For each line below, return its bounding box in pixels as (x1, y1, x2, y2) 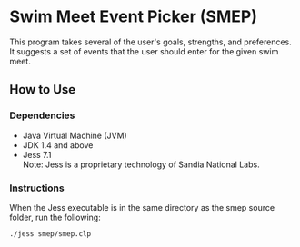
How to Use (9, 82, 76, 97)
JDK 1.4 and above (22, 139, 94, 151)
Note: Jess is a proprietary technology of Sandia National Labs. (22, 159, 261, 170)
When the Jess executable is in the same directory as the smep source (9, 202, 275, 212)
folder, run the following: (9, 212, 102, 222)
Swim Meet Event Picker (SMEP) (9, 6, 257, 27)
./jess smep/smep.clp (9, 229, 92, 238)
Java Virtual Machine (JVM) (22, 130, 127, 141)
